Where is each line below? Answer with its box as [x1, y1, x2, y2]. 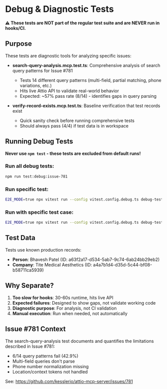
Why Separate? [5, 281, 54, 290]
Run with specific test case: [5, 208, 74, 215]
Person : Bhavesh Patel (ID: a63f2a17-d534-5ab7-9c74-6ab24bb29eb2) [12, 257, 160, 262]
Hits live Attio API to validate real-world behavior [19, 88, 119, 94]
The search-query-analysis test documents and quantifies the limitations [5, 338, 154, 344]
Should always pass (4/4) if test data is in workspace [19, 123, 129, 129]
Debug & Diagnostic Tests [5, 3, 114, 15]
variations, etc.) [19, 82, 52, 88]
